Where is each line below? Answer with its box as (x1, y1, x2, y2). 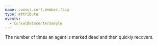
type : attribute (5, 12, 38, 17)
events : (5, 16, 21, 21)
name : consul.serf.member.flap (5, 7, 69, 12)
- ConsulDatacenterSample (9, 21, 63, 26)
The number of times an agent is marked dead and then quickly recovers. (5, 34, 154, 40)
